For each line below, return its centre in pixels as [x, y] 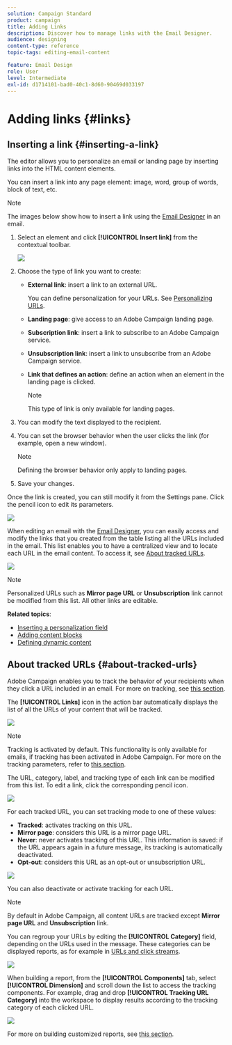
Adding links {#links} [69, 119]
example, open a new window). [62, 443]
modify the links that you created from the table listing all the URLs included [116, 539]
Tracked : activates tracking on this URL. [75, 825]
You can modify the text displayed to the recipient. [89, 423]
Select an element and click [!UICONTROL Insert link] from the [107, 237]
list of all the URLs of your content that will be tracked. [85, 709]
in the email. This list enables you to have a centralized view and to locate [112, 546]
